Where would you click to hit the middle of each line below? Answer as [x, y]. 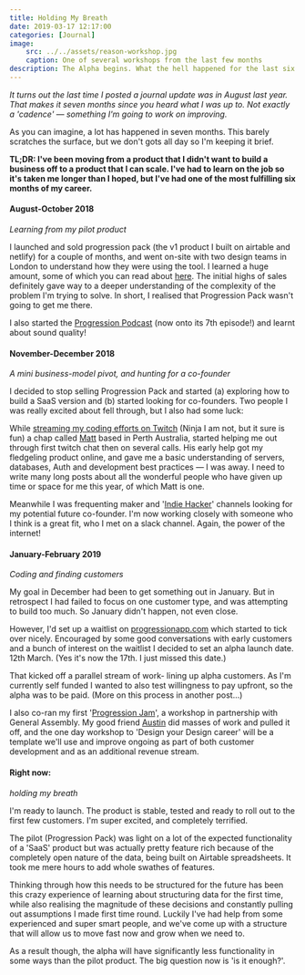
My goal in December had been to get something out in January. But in [142, 592]
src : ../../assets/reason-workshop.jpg [102, 52]
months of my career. [51, 188]
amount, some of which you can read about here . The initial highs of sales [148, 276]
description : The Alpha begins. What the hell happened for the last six [152, 69]
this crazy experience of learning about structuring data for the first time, [147, 894]
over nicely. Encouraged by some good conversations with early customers [151, 638]
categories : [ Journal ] [52, 35]
